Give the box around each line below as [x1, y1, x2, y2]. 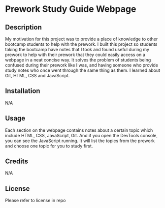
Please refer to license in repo [5, 198, 66, 204]
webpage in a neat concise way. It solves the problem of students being [5, 57, 151, 62]
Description [5, 23, 42, 31]
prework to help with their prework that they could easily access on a [5, 52, 145, 58]
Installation [5, 87, 40, 95]
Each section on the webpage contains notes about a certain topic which [5, 127, 153, 133]
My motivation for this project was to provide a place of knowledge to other [5, 36, 158, 42]
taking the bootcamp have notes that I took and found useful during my [5, 47, 149, 52]
